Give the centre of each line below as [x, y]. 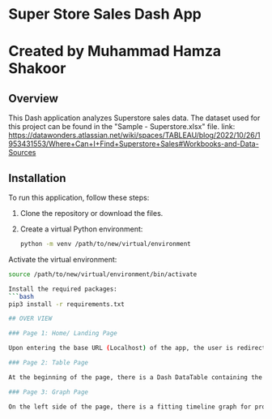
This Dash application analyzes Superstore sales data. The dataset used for [134, 118]
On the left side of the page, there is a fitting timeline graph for [130, 407]
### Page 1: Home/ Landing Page [63, 334]
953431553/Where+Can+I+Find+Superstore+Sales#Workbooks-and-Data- [134, 144]
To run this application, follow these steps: [79, 197]
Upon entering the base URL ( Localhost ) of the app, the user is [121, 348]
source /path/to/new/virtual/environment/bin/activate [103, 274]
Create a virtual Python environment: [81, 229]
